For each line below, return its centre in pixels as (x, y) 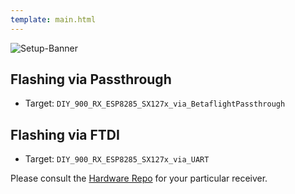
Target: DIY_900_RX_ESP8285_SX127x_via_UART (117, 159)
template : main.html (53, 19)
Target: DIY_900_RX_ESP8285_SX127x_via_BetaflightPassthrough (155, 103)
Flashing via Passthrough (91, 79)
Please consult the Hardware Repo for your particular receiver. (139, 178)
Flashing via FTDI (65, 134)
